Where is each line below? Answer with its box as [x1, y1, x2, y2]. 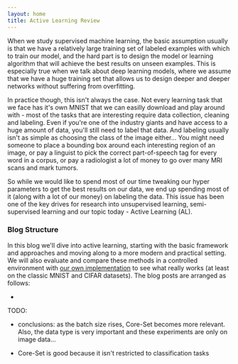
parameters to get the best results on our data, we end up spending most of [7, 184, 229, 193]
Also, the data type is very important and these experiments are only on [17, 327, 228, 336]
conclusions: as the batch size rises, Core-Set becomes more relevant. [17, 320, 226, 329]
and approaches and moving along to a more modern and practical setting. [7, 248, 227, 257]
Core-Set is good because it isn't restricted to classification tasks [17, 348, 210, 357]
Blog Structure [7, 225, 59, 235]
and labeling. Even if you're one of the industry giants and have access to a [7, 118, 228, 126]
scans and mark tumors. [7, 163, 79, 172]
